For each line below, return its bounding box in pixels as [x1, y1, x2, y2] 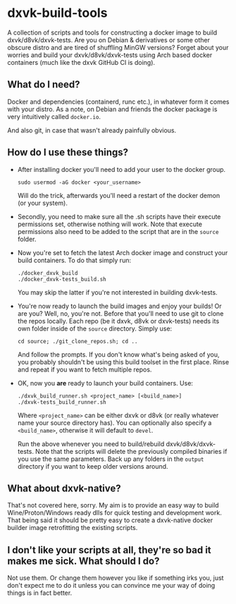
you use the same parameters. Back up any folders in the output [17, 455, 204, 463]
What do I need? [7, 79, 80, 91]
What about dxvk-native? [7, 482, 121, 494]
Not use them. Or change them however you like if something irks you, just [7, 574, 224, 582]
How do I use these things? [7, 147, 129, 159]
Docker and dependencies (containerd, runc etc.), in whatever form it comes [7, 97, 230, 106]
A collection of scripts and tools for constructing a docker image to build [7, 28, 218, 37]
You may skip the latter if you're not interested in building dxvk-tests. [17, 288, 218, 297]
